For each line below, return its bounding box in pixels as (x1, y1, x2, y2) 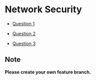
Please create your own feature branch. (5, 69, 91, 75)
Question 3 (12, 40, 36, 47)
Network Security (5, 4, 82, 15)
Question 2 (12, 30, 36, 36)
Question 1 (12, 21, 35, 27)
